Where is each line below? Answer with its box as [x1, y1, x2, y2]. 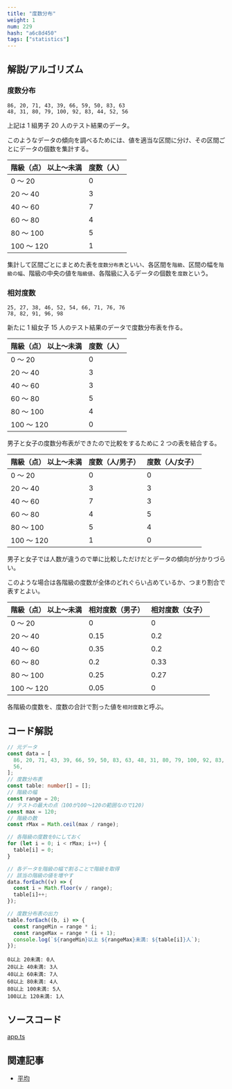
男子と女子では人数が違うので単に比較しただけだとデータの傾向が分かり [7, 555, 213, 563]
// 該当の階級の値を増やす [7, 872, 74, 879]
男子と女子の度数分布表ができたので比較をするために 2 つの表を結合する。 [7, 439, 221, 447]
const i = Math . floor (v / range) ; [13, 885, 113, 892]
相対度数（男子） [89, 605, 145, 615]
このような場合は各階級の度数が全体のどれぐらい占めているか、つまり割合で [7, 578, 226, 587]
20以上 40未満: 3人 [7, 963, 58, 971]
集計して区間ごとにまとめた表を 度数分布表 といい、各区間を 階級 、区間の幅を [7, 260, 220, 268]
